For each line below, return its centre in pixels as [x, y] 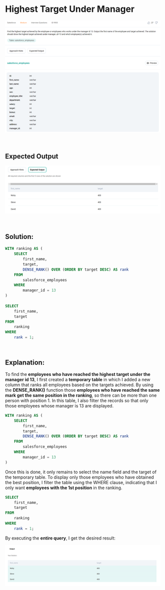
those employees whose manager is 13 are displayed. [59, 406]
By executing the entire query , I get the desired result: [60, 538]
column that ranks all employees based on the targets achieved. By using [79, 385]
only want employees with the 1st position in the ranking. [64, 488]
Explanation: [25, 362]
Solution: [19, 237]
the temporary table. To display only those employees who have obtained [80, 477]
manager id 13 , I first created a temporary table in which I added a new [78, 379]
